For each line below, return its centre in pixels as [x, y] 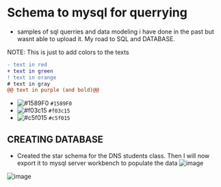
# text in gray [29, 84]
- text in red [27, 64]
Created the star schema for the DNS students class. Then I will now [113, 156]
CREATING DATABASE [55, 139]
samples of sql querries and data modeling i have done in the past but [115, 32]
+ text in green [30, 71]
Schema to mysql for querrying [97, 13]
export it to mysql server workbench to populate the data [97, 163]
